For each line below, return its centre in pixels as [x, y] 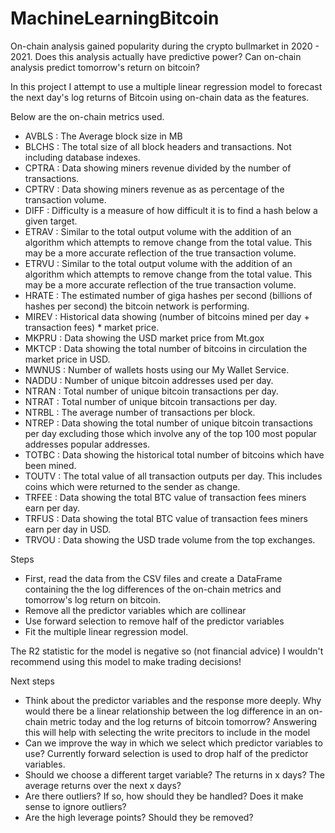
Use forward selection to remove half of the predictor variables [154, 621]
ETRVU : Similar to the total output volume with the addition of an [158, 263]
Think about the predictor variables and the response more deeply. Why [173, 700]
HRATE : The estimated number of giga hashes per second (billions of [168, 295]
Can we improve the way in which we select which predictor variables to [173, 743]
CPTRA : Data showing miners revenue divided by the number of [158, 168]
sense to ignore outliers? [75, 806]
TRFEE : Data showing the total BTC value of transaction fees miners [165, 497]
